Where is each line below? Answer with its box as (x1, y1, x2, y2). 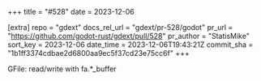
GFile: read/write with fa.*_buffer (7, 64, 117, 74)
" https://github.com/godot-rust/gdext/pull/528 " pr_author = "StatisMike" (7, 32, 250, 40)
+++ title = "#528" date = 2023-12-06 (7, 7, 135, 16)
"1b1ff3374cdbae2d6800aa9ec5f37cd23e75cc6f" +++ (7, 49, 190, 58)
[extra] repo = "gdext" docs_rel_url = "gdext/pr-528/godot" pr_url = (7, 23, 233, 32)
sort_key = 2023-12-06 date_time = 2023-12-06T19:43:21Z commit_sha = (7, 40, 254, 49)
